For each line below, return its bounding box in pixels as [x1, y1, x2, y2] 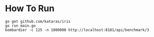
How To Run [5, 3, 55, 14]
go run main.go [5, 23, 36, 28]
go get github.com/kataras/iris [5, 19, 71, 24]
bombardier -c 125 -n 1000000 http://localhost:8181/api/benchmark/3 [5, 27, 150, 32]
